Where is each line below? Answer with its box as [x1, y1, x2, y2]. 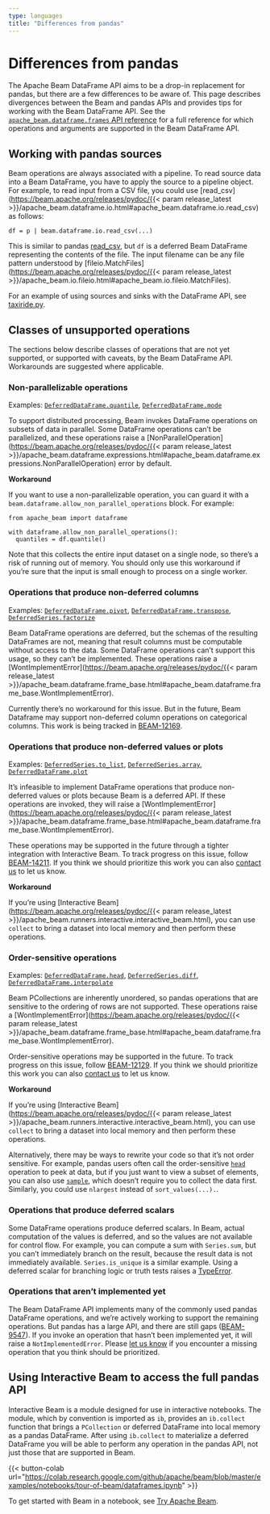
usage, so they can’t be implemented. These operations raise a [8, 653, 218, 663]
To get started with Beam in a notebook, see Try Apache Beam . [8, 1495, 219, 1506]
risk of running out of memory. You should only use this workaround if [8, 558, 241, 568]
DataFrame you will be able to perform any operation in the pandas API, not [8, 1439, 259, 1449]
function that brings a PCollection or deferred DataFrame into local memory [8, 1422, 260, 1432]
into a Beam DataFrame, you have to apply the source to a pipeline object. [8, 177, 254, 187]
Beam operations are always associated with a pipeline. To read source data [8, 169, 262, 178]
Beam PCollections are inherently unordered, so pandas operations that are [8, 993, 259, 1003]
